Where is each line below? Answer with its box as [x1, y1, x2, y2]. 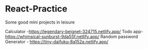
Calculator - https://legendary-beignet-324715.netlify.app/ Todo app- [5, 28, 143, 34]
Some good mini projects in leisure [5, 19, 75, 25]
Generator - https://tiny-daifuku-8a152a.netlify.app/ [5, 38, 108, 44]
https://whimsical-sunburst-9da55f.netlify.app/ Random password [5, 34, 138, 39]
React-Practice [5, 3, 67, 14]
